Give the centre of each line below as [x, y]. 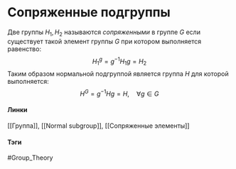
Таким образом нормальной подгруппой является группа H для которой [118, 74]
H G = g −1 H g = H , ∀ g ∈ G [119, 93]
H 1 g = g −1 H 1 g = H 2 [119, 61]
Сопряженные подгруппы [89, 12]
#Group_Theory [30, 158]
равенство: [24, 49]
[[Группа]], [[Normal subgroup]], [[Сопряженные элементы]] [98, 126]
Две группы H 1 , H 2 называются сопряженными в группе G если [104, 33]
